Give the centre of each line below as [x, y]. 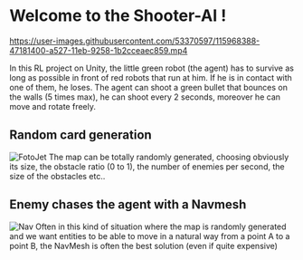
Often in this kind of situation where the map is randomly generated [161, 226]
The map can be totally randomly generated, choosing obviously [169, 157]
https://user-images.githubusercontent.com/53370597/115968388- [135, 41]
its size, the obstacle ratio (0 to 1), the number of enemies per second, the [147, 166]
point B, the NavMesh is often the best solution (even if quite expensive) [144, 246]
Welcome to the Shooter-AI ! [118, 16]
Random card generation [80, 135]
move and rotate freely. [53, 106]
